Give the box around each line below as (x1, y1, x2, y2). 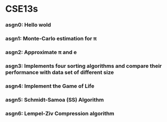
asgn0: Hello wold (5, 21, 51, 29)
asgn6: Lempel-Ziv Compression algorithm (5, 110, 115, 117)
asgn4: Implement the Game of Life (5, 82, 94, 89)
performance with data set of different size (5, 68, 114, 76)
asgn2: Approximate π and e (5, 48, 77, 56)
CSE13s (5, 3, 38, 15)
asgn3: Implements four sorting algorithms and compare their (5, 62, 162, 69)
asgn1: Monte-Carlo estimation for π (5, 35, 97, 42)
